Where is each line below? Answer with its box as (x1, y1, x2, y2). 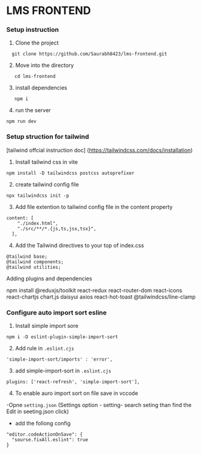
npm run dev (6, 118, 37, 125)
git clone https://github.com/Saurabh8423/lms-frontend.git (12, 51, 167, 57)
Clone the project (15, 39, 59, 46)
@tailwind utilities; (6, 264, 61, 270)
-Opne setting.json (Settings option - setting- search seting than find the (6, 402, 192, 409)
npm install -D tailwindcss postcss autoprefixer (6, 170, 135, 176)
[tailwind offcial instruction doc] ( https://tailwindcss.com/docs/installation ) (6, 146, 193, 154)
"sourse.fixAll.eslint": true (12, 437, 88, 443)
